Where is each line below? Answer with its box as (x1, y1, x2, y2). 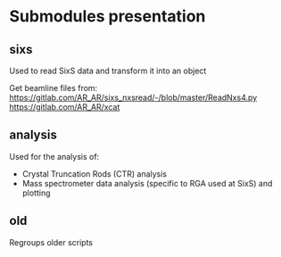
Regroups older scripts (9, 236, 94, 247)
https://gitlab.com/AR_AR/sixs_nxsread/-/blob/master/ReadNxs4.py (9, 92, 258, 103)
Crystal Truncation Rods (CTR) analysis (21, 168, 168, 179)
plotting (21, 187, 51, 198)
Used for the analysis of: (9, 151, 100, 162)
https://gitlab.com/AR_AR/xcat (9, 102, 120, 112)
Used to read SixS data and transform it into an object (9, 65, 207, 76)
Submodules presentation (9, 6, 206, 27)
